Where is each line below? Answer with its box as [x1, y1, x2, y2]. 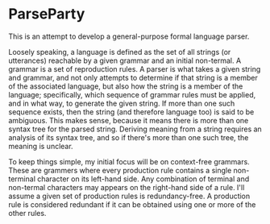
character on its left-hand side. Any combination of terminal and [37, 174, 250, 184]
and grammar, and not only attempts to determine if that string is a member [8, 73, 258, 82]
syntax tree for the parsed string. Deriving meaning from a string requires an [8, 124, 262, 134]
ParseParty [8, 5, 85, 23]
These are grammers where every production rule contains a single [8, 165, 232, 175]
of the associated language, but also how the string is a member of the [8, 81, 243, 91]
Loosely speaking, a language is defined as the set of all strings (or [8, 47, 231, 56]
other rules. [8, 208, 47, 218]
